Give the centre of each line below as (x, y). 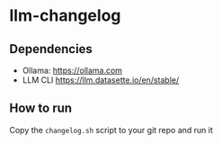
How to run (41, 108)
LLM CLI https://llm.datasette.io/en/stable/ (101, 80)
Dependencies (51, 49)
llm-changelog (65, 16)
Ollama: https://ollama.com (72, 70)
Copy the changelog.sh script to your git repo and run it (111, 130)
